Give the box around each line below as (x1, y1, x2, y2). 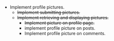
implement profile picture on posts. (24, 25, 96, 31)
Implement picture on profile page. (24, 20, 95, 26)
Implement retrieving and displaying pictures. (17, 15, 109, 20)
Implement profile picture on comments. (24, 31, 106, 36)
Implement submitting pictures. (17, 9, 80, 15)
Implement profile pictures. (9, 4, 65, 10)
